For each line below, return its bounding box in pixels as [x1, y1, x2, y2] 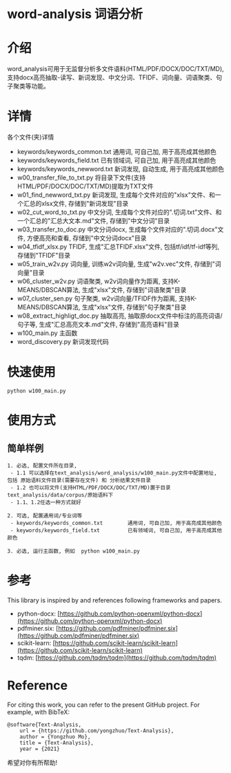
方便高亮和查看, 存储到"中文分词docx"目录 [26, 234, 147, 242]
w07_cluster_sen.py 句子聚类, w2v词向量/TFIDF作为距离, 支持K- [17, 294, 197, 303]
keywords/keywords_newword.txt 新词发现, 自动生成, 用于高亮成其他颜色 [17, 165, 224, 173]
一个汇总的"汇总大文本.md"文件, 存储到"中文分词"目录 [17, 217, 170, 225]
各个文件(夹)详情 [7, 133, 54, 142]
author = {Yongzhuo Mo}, [19, 733, 91, 740]
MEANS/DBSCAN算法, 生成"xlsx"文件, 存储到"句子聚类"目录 [17, 303, 187, 312]
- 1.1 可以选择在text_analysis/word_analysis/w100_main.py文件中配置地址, [10, 470, 217, 477]
